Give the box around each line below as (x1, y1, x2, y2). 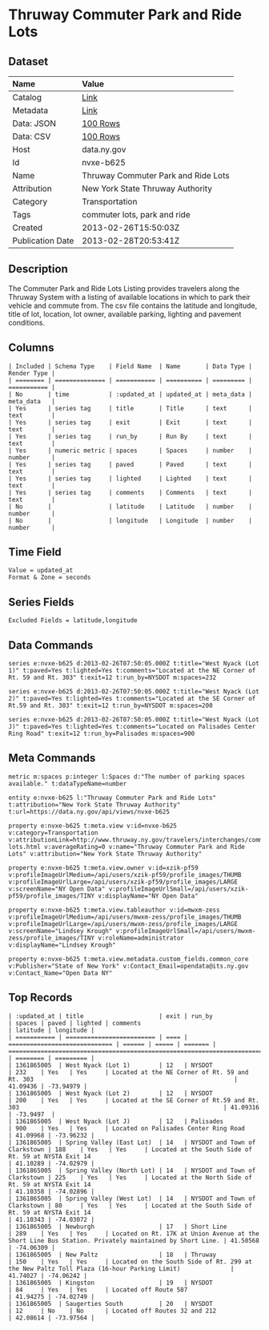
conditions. (8, 317, 46, 327)
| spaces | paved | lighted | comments (8, 1019, 142, 1027)
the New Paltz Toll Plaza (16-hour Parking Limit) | (8, 1264, 235, 1272)
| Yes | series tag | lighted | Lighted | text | (8, 475, 252, 483)
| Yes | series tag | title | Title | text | (8, 404, 252, 412)
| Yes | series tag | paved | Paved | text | (8, 460, 252, 468)
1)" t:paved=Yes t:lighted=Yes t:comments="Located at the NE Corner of (8, 667, 256, 675)
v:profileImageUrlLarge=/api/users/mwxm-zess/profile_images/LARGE (8, 920, 239, 928)
